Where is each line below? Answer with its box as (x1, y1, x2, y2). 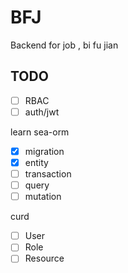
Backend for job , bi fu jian (10, 39, 119, 51)
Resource (24, 252, 65, 265)
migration (24, 145, 65, 157)
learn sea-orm (10, 126, 70, 138)
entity (24, 156, 49, 168)
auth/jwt (24, 106, 60, 118)
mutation (24, 191, 62, 203)
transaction (24, 168, 72, 180)
